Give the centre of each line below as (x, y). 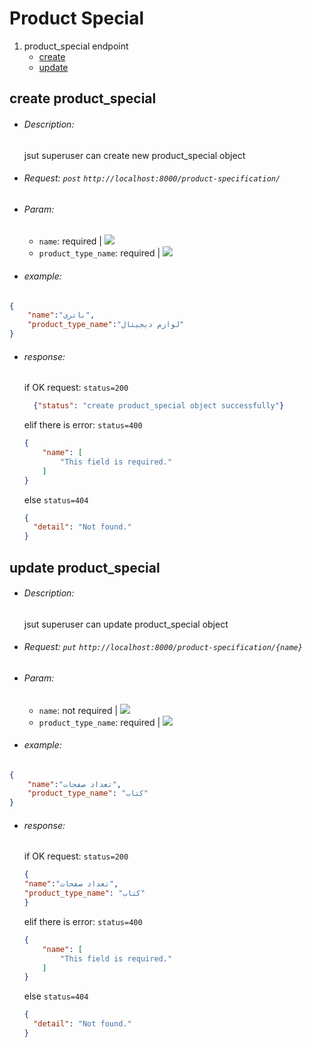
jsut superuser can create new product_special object (134, 155)
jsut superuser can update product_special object (126, 624)
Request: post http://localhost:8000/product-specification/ (152, 178)
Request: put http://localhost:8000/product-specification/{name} (163, 647)
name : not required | (78, 710)
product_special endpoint (76, 46)
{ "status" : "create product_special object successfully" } (159, 406)
